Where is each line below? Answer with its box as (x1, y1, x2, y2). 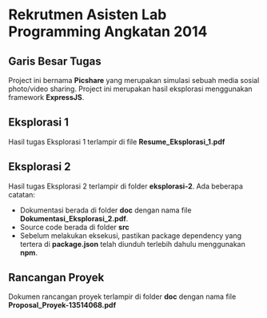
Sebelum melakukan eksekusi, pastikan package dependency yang (19, 230, 242, 240)
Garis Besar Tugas (8, 54, 102, 68)
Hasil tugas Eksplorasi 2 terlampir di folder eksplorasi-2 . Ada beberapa (8, 181, 244, 191)
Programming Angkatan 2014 (8, 22, 208, 41)
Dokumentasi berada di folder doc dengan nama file (19, 205, 192, 215)
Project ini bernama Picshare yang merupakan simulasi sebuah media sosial (8, 76, 260, 85)
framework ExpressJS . (8, 93, 85, 101)
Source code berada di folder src (19, 222, 130, 232)
